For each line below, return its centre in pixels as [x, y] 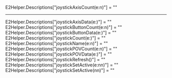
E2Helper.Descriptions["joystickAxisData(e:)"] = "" [58, 22]
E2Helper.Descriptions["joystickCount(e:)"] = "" [56, 38]
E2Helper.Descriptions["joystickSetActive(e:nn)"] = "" [62, 65]
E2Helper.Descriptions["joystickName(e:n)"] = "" [57, 43]
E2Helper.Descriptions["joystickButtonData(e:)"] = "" [61, 33]
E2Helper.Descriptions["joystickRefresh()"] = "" [56, 60]
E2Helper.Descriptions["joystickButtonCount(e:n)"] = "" [64, 27]
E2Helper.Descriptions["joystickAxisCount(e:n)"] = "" [61, 7]
